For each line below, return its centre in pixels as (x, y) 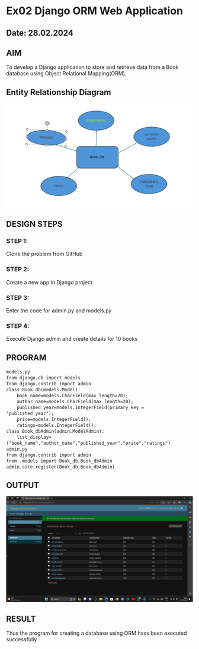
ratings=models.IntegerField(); (57, 426)
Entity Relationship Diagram (59, 92)
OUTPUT (23, 485)
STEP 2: (18, 270)
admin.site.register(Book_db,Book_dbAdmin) (61, 467)
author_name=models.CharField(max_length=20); (75, 402)
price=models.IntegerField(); (54, 420)
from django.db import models (44, 378)
